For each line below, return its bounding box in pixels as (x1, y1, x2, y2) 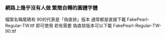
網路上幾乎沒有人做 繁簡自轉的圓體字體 (5, 4, 98, 11)
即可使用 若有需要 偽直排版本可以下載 (35, 23, 112, 29)
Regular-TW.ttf (5, 23, 35, 29)
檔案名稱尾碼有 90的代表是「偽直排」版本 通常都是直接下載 (5, 16, 126, 23)
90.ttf (5, 28, 16, 34)
